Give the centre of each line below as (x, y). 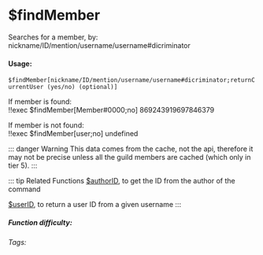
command (24, 189)
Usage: (20, 63)
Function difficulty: (40, 222)
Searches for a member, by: (53, 37)
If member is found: (40, 102)
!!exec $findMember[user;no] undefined (73, 134)
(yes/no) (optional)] (82, 87)
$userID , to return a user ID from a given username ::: (95, 205)
